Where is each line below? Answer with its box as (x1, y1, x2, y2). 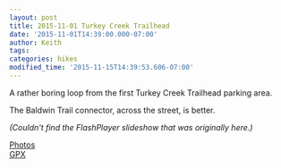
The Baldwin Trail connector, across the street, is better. (9, 105, 216, 115)
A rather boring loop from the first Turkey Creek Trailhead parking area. (9, 87, 273, 98)
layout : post (9, 13, 58, 22)
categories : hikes (9, 55, 78, 63)
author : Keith (9, 38, 63, 47)
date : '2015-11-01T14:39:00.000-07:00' (9, 29, 158, 38)
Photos (9, 139, 36, 150)
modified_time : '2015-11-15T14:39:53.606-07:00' (9, 63, 194, 72)
